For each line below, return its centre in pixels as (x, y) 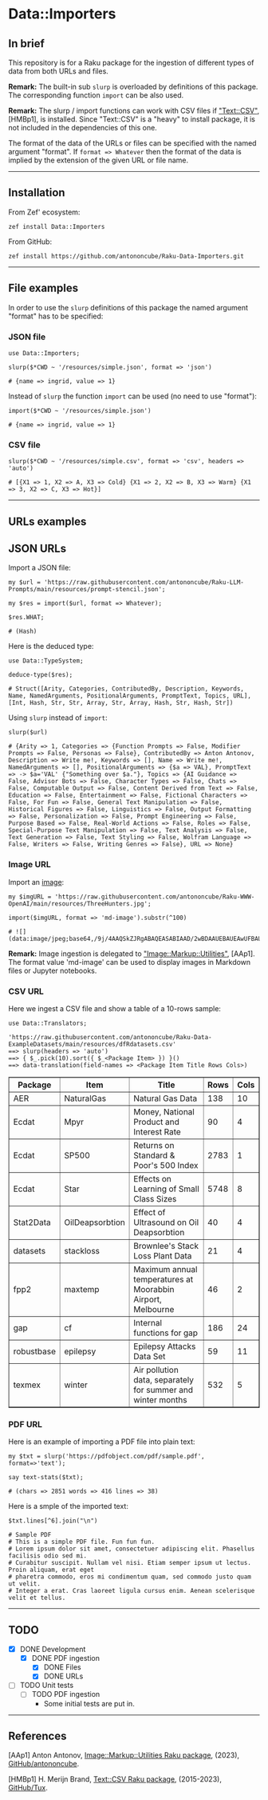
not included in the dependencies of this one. (83, 128)
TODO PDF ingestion (66, 1694)
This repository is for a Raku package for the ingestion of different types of (131, 62)
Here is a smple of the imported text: (69, 1506)
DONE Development (53, 1650)
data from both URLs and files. (59, 71)
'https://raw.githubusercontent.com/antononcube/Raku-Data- (110, 1038)
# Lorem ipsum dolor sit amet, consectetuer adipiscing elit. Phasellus (132, 1549)
